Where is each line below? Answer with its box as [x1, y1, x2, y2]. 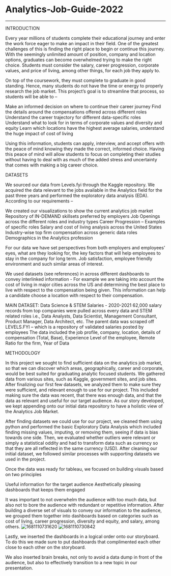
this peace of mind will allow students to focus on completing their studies [5, 151, 161, 157]
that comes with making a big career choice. [5, 162, 99, 168]
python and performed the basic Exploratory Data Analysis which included [5, 423, 161, 429]
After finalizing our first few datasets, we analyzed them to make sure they [5, 381, 161, 387]
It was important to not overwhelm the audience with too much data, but [5, 496, 157, 502]
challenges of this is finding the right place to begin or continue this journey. [5, 46, 165, 52]
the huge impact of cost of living [5, 130, 74, 136]
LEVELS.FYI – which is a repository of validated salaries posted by [5, 324, 144, 330]
